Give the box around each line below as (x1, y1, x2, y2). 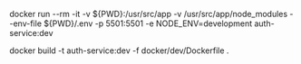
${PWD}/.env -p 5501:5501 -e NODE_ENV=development (44, 18, 253, 29)
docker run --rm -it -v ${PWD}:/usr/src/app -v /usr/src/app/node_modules (9, 9, 288, 19)
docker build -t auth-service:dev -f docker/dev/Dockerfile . (9, 45, 229, 56)
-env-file (9, 18, 43, 29)
